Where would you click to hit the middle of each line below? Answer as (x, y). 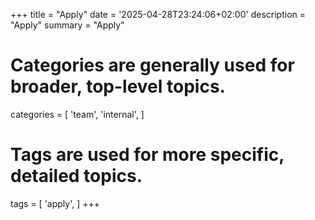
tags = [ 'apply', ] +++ (55, 203)
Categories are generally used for (152, 65)
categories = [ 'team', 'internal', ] (77, 114)
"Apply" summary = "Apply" (67, 25)
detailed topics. (76, 176)
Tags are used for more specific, (147, 155)
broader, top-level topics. (118, 86)
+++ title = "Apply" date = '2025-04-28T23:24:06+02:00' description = (158, 14)
